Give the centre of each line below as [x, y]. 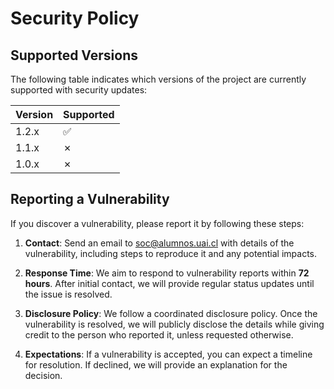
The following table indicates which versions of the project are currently [158, 79]
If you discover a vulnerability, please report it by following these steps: [157, 223]
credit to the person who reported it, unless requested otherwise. [159, 334]
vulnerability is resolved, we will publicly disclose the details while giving [174, 324]
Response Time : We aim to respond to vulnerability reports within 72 [167, 273]
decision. [43, 375]
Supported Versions [74, 55]
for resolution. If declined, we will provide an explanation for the [156, 364]
